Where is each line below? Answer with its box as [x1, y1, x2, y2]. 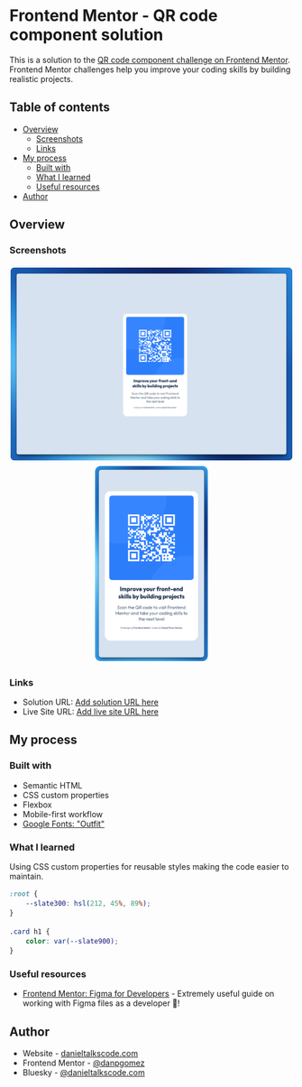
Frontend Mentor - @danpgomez [22, 1057, 145, 1069]
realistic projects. [9, 73, 74, 84]
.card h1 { [9, 927, 50, 936]
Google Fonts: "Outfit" [22, 818, 105, 829]
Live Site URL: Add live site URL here [22, 705, 160, 717]
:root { [9, 889, 39, 898]
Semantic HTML [22, 779, 83, 790]
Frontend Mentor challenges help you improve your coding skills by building [9, 64, 291, 75]
